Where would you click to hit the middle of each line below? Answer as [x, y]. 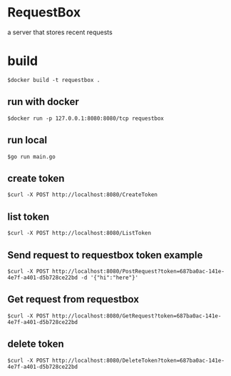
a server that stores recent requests [60, 32]
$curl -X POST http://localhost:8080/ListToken [79, 233]
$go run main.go [31, 157]
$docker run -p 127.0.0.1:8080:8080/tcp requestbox [86, 118]
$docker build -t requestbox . [54, 80]
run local [27, 140]
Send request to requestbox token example [105, 255]
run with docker [43, 102]
